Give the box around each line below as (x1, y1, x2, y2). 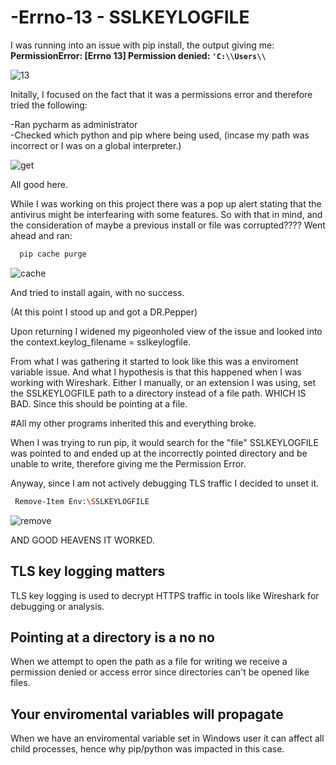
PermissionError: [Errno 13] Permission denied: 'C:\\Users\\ (10, 49, 267, 61)
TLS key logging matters (10, 563, 166, 580)
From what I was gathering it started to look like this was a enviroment (10, 355, 299, 367)
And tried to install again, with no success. (10, 286, 185, 298)
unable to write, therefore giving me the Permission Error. (10, 457, 247, 470)
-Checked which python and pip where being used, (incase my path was (10, 129, 310, 141)
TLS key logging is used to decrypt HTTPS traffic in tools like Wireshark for (10, 589, 320, 601)
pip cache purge (19, 249, 87, 259)
